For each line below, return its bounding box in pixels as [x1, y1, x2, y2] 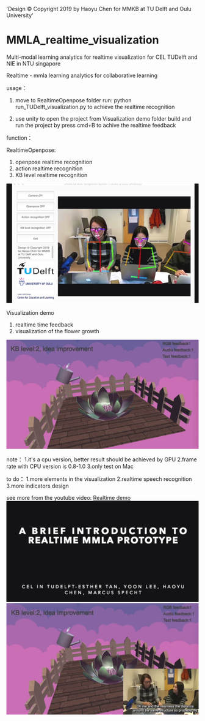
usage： [6, 84, 27, 91]
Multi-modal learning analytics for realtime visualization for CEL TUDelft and [6, 53, 198, 61]
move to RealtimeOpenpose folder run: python [15, 96, 132, 104]
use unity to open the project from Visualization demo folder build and [15, 115, 192, 122]
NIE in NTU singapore [6, 59, 61, 67]
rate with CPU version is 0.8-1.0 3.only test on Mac [6, 462, 134, 470]
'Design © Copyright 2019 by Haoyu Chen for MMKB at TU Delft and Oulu [6, 6, 192, 12]
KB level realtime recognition [15, 171, 88, 178]
